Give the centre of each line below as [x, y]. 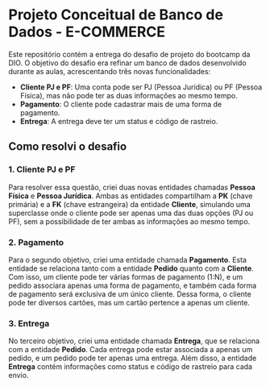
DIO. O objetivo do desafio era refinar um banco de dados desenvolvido [128, 63]
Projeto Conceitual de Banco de [116, 15]
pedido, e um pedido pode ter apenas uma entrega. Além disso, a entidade [133, 358]
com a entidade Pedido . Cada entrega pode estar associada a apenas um [131, 350]
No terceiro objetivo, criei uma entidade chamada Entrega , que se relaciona [134, 341]
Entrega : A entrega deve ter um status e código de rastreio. [119, 121]
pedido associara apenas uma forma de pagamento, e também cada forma [133, 285]
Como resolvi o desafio [68, 147]
